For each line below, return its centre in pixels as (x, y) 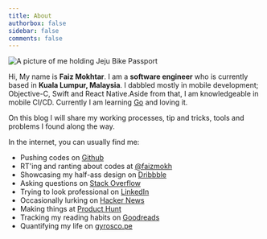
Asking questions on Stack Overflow (80, 183)
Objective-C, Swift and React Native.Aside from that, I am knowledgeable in (133, 94)
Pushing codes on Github (62, 158)
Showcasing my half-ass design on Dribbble (93, 175)
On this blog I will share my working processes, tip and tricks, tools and (126, 118)
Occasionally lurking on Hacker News (82, 200)
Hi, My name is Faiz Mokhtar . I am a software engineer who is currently (128, 76)
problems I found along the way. (62, 126)
